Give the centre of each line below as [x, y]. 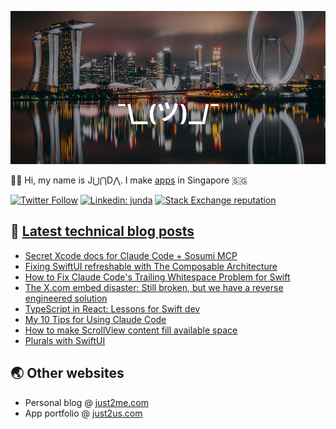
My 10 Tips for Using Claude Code [95, 319]
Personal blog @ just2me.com [86, 402]
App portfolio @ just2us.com [83, 413]
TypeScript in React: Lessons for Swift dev [112, 308]
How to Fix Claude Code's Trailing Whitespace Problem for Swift [157, 277]
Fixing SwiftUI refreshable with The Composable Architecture [151, 266]
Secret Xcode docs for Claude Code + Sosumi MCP [131, 255]
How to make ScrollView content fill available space [131, 330]
